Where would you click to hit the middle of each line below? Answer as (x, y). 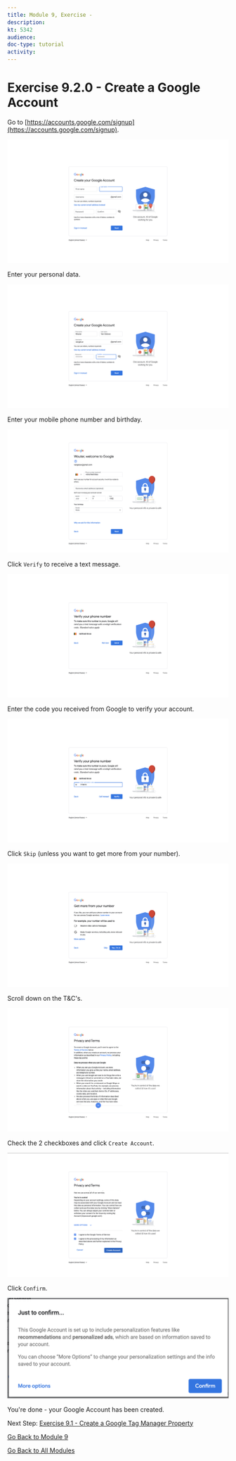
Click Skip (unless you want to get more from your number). (94, 854)
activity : (22, 52)
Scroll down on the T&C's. (45, 999)
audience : (22, 37)
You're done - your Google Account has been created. (86, 1409)
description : (26, 22)
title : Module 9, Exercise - (50, 15)
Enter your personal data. (44, 274)
